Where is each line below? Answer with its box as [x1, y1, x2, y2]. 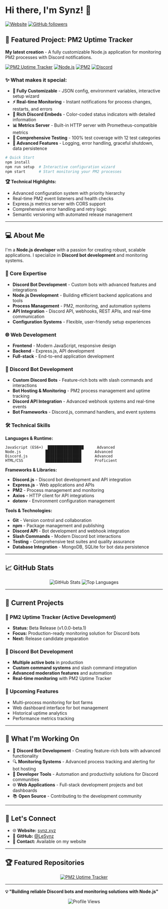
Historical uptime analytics [12, 710, 67, 716]
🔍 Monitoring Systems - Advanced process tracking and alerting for [12, 759, 155, 765]
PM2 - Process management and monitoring [12, 487, 104, 493]
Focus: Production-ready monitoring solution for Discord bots [12, 631, 140, 637]
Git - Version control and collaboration [12, 517, 91, 523]
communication [12, 313, 45, 320]
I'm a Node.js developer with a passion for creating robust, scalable [5, 247, 146, 253]
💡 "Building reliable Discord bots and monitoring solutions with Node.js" [5, 888, 158, 894]
